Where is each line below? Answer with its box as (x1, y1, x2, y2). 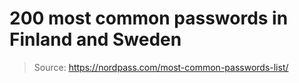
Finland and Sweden (9, 28, 182, 51)
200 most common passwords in (9, 7, 289, 30)
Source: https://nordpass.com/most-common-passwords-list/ (33, 61, 289, 73)
